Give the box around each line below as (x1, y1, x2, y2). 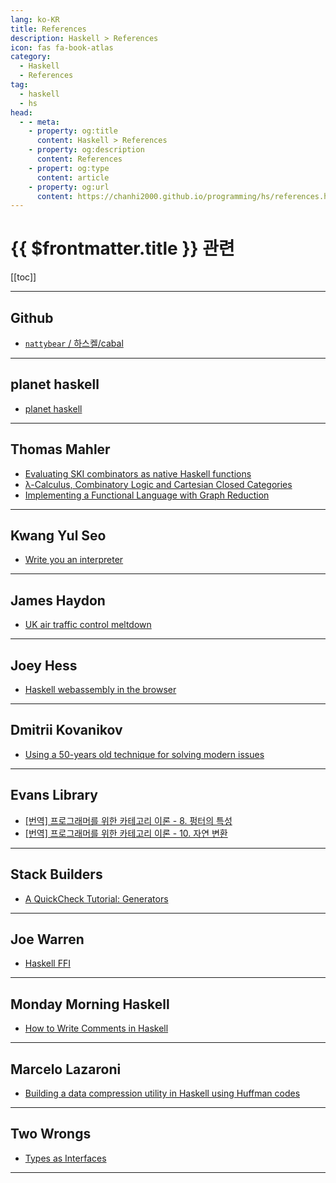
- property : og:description (28, 145, 145, 155)
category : (10, 52, 52, 62)
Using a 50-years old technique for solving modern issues (24, 748, 265, 760)
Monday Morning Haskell (10, 996, 170, 1013)
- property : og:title (28, 126, 118, 136)
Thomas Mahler (10, 441, 111, 458)
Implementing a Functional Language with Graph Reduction (24, 489, 270, 501)
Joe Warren (10, 931, 85, 948)
